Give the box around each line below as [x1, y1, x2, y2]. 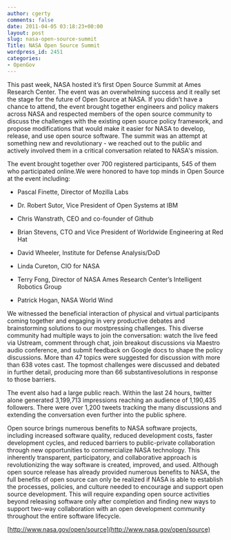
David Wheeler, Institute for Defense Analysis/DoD [17, 248, 161, 257]
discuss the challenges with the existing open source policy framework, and [7, 117, 223, 125]
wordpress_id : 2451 [7, 49, 63, 56]
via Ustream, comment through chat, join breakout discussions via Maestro [7, 339, 221, 347]
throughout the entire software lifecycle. [7, 512, 121, 520]
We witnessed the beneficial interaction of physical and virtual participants [7, 309, 219, 317]
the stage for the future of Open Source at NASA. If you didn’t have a [7, 94, 203, 103]
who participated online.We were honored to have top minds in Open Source [7, 167, 225, 175]
